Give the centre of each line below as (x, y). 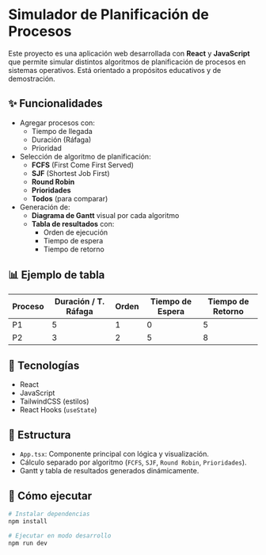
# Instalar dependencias (49, 514)
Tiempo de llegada (62, 131)
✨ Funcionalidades (55, 103)
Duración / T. (80, 301)
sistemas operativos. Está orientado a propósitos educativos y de (115, 70)
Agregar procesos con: (57, 122)
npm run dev (28, 543)
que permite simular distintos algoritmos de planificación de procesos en (127, 62)
